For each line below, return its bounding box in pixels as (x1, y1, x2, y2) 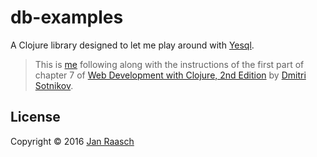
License (10, 109, 61, 126)
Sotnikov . (34, 79, 74, 91)
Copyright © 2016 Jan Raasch (10, 135, 135, 147)
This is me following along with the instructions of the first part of (34, 58, 305, 70)
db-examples (10, 6, 124, 29)
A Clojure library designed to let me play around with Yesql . (10, 39, 255, 51)
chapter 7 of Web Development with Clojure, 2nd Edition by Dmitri (34, 69, 307, 81)
